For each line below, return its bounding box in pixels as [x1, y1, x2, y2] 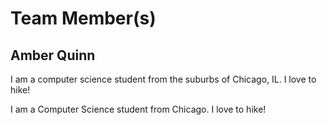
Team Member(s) [10, 7, 157, 30]
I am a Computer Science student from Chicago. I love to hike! [10, 103, 267, 115]
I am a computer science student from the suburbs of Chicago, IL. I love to [10, 73, 317, 85]
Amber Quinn [10, 47, 96, 64]
